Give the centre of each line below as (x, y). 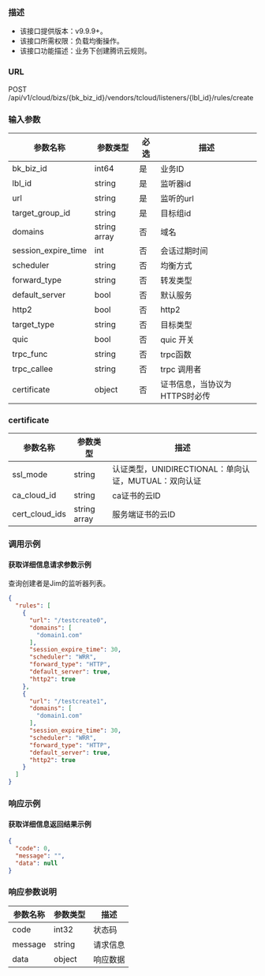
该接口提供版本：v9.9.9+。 (63, 31)
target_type (34, 324)
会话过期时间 (184, 250)
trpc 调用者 (181, 369)
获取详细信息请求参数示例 (50, 564)
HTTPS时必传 (185, 396)
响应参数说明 (33, 892)
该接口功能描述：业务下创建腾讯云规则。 (85, 51)
